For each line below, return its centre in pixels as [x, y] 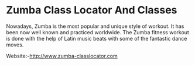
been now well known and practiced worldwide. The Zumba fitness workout [97, 32]
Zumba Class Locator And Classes [92, 10]
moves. [15, 45]
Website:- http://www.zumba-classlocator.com [62, 56]
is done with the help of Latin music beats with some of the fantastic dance [97, 38]
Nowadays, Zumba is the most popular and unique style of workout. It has [95, 26]
